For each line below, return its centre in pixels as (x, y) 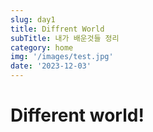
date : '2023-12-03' (51, 66)
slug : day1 (33, 19)
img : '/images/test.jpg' (62, 57)
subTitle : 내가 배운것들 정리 (65, 38)
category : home (42, 47)
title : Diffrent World (57, 29)
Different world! (77, 115)
